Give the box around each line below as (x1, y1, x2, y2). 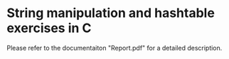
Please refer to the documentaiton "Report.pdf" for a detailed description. (6, 43, 223, 52)
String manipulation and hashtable (6, 5, 215, 21)
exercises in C (6, 20, 92, 36)
